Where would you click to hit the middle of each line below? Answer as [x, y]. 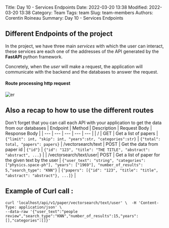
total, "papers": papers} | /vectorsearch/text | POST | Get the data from [82, 144]
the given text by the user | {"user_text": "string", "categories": [76, 160]
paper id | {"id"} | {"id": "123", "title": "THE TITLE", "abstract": [78, 149]
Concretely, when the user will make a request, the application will [74, 66]
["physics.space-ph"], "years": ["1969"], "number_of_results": [74, 165]
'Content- [149, 203]
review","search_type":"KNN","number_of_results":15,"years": [72, 216]
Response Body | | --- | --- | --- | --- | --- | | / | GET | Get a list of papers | [81, 133]
